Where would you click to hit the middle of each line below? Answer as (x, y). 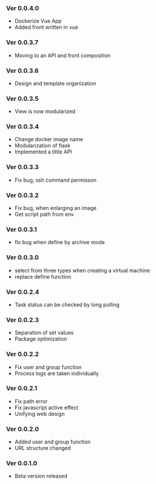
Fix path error (31, 401)
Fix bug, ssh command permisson (55, 180)
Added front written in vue (46, 27)
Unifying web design (40, 413)
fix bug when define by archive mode (60, 242)
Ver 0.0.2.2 (23, 354)
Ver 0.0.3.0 (23, 258)
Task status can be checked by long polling (67, 305)
